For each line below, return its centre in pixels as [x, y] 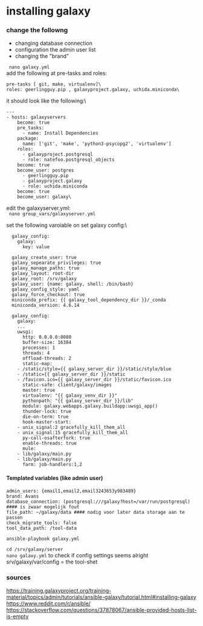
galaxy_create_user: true [44, 258]
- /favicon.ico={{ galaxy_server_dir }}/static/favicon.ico [94, 380]
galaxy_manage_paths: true [46, 268]
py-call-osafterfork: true [56, 438]
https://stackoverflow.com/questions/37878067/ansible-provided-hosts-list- [101, 610]
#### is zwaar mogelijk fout [43, 507]
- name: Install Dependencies [60, 133]
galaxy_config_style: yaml [46, 289]
